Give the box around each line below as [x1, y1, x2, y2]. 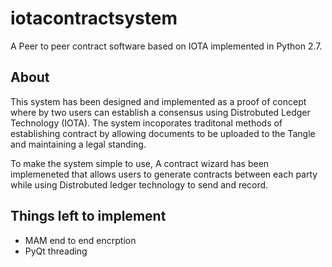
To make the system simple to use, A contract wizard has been [10, 157, 270, 169]
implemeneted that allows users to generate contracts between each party [10, 168, 318, 180]
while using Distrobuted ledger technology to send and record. [10, 178, 269, 191]
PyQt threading [24, 245, 88, 257]
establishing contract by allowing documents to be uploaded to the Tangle [10, 127, 316, 139]
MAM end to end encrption [24, 234, 137, 246]
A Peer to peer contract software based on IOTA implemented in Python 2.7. [10, 40, 323, 52]
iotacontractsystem [10, 7, 178, 30]
